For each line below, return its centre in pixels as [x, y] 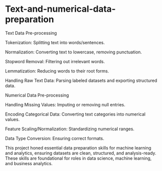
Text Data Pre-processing [31, 33]
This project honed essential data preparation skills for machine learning [78, 147]
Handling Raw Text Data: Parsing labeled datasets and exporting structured [81, 80]
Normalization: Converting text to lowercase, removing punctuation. [74, 52]
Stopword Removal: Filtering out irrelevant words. [55, 61]
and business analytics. [29, 163]
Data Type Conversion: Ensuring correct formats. [55, 138]
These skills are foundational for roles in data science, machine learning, [78, 158]
